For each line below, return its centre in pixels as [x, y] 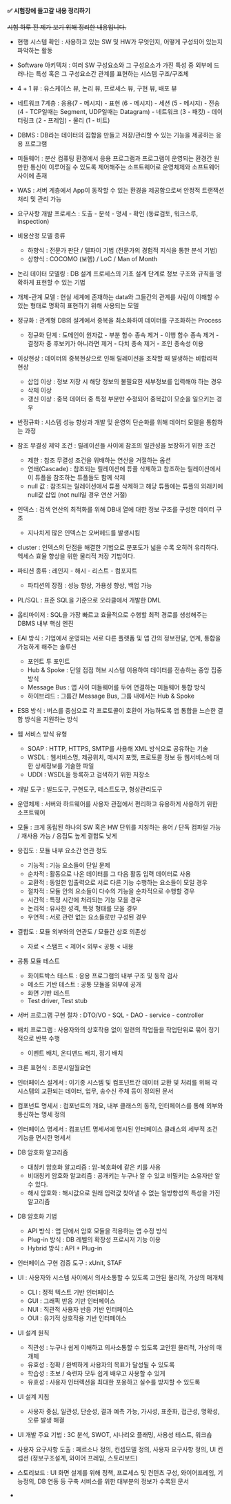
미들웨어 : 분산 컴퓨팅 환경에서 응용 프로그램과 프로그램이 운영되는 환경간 [114, 158]
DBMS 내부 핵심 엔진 [45, 624]
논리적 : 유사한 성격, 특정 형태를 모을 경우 [82, 908]
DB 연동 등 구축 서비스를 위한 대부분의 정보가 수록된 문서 [113, 1481]
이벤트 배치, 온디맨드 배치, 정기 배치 [75, 1053]
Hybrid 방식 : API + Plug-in [65, 1248]
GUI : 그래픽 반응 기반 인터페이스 [71, 1301]
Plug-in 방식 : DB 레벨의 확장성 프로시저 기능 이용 [94, 1239]
